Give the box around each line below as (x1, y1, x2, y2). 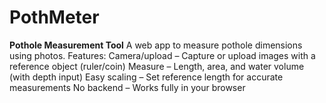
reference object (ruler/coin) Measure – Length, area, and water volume (9, 60, 305, 72)
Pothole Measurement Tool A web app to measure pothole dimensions (9, 39, 303, 51)
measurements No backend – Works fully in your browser (9, 81, 246, 93)
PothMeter (9, 6, 100, 29)
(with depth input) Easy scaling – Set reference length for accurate (9, 71, 284, 83)
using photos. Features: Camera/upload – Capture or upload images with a (9, 49, 316, 61)
